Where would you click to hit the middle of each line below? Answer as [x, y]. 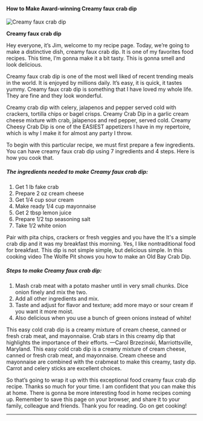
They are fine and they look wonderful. [54, 96]
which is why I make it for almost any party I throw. [69, 133]
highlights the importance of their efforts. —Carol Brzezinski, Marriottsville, [99, 343]
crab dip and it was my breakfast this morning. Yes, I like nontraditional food [101, 244]
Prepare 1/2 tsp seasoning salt [53, 219]
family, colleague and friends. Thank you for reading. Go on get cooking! [97, 406]
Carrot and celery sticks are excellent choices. [64, 368]
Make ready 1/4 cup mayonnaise [56, 207]
